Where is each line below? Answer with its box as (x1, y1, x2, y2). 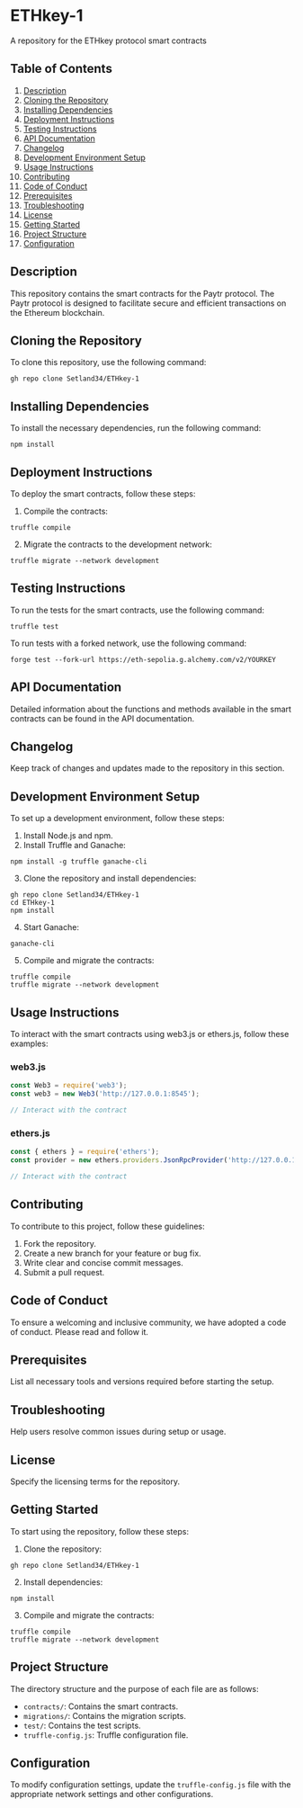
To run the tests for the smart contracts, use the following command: (10, 604, 264, 615)
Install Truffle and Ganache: (22, 840, 127, 851)
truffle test (10, 622, 59, 631)
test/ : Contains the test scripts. (22, 1720, 142, 1731)
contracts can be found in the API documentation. (10, 712, 195, 724)
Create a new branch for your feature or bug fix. (22, 1248, 201, 1258)
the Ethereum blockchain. (10, 307, 105, 318)
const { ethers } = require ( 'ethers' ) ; (10, 1148, 160, 1157)
